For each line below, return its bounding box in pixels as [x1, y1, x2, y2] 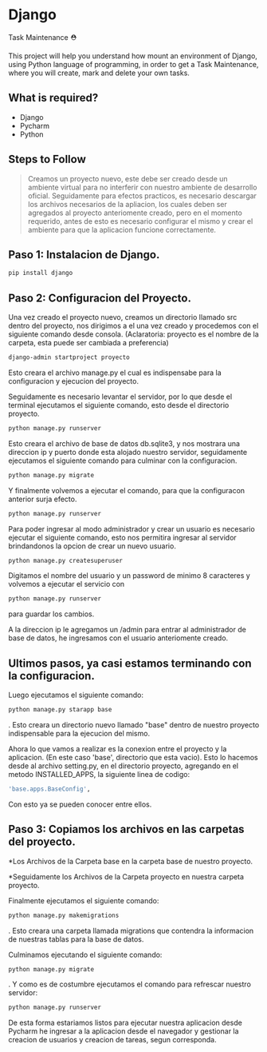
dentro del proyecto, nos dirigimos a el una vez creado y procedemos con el [8, 321, 259, 331]
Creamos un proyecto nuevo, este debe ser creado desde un [27, 173, 229, 183]
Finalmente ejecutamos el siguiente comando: [8, 895, 159, 905]
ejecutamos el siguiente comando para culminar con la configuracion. [8, 456, 238, 465]
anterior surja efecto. [8, 494, 77, 504]
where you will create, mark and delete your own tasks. [8, 68, 190, 78]
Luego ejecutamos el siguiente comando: [8, 690, 144, 700]
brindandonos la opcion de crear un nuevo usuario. [8, 541, 177, 551]
